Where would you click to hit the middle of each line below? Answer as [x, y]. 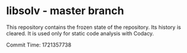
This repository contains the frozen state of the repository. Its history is [93, 27]
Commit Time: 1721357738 [39, 45]
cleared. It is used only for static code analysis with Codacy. [80, 33]
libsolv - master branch [65, 11]
